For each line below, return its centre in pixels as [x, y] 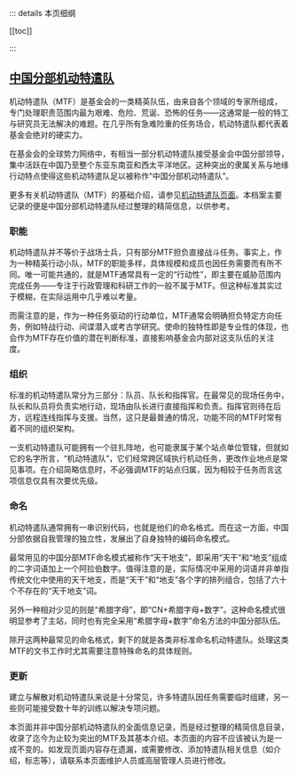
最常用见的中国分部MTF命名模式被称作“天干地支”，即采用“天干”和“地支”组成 [148, 557]
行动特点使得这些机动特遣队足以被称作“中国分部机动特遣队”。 [122, 175]
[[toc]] [21, 31]
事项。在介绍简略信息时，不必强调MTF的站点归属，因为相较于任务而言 [145, 470]
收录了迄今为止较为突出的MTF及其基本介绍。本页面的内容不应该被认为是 [142, 738]
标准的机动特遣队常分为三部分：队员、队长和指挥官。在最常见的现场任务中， [149, 395]
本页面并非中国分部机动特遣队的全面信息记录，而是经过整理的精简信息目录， [149, 727]
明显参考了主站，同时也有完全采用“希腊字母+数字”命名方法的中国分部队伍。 [147, 620]
